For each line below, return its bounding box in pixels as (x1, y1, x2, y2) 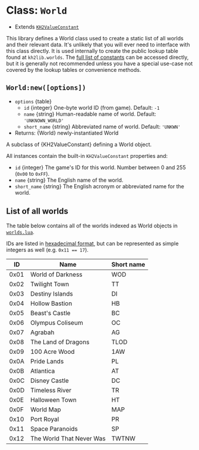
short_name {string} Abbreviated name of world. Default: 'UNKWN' (23, 123, 181, 130)
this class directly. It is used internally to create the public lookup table (6, 47, 178, 54)
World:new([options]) (6, 84, 86, 92)
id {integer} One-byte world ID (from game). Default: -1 (23, 104, 160, 111)
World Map (30, 405, 61, 413)
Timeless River (30, 386, 72, 394)
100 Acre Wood (30, 347, 75, 356)
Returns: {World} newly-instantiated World (14, 129, 119, 137)
